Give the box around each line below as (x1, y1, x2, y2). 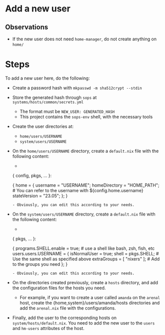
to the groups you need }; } (12, 261, 68, 267)
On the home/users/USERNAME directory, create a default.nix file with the (12, 148, 159, 154)
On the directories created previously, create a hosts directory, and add (12, 279, 159, 285)
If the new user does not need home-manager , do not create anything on (12, 36, 157, 42)
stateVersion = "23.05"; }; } (12, 193, 68, 199)
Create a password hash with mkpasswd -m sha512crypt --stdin (12, 85, 142, 91)
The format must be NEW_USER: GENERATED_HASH (19, 108, 115, 114)
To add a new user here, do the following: (5, 75, 90, 81)
